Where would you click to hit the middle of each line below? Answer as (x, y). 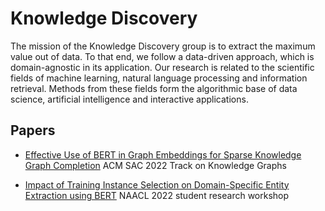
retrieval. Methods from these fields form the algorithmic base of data (154, 88)
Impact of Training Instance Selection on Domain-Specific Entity (157, 184)
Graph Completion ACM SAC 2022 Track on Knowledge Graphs (155, 165)
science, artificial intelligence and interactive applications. (129, 99)
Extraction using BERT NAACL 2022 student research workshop (157, 195)
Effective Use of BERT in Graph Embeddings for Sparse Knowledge (163, 154)
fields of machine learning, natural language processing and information (159, 78)
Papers (33, 130)
